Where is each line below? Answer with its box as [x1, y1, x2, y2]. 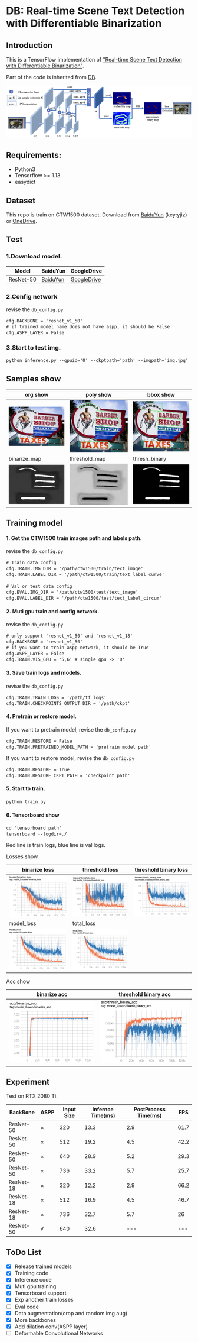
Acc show [6, 978, 31, 985]
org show [24, 391, 49, 398]
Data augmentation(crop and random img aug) [14, 1309, 128, 1317]
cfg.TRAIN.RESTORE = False [6, 738, 72, 744]
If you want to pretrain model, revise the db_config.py [6, 726, 137, 733]
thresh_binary [133, 455, 167, 463]
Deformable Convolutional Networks [14, 1330, 103, 1337]
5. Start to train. [6, 785, 45, 792]
